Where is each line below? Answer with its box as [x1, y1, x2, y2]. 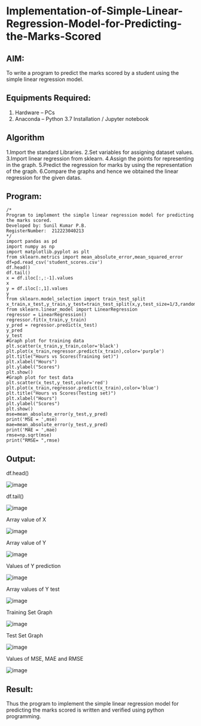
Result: [6, 684, 33, 694]
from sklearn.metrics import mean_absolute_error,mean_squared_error [6, 254, 184, 260]
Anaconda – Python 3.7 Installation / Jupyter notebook [14, 115, 149, 122]
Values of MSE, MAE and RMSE [6, 655, 84, 663]
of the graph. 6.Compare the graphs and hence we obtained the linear [6, 168, 179, 175]
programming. [6, 713, 41, 720]
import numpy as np [6, 244, 55, 250]
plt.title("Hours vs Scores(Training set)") [6, 354, 119, 360]
